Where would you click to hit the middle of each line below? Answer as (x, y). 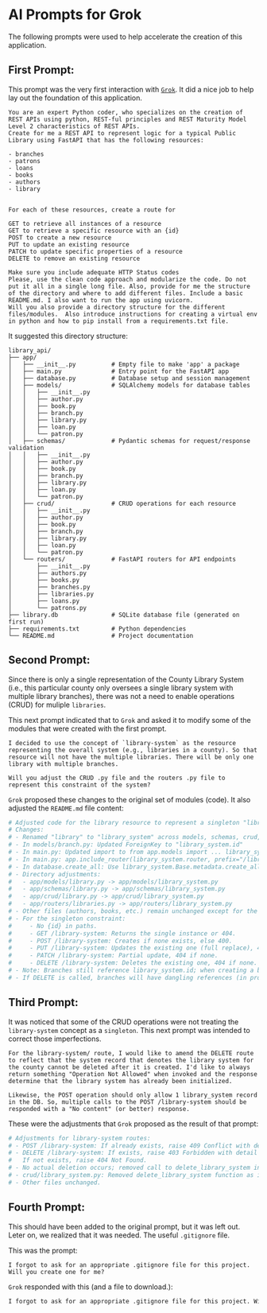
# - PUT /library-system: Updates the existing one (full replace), (131, 948)
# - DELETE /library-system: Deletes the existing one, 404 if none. (133, 963)
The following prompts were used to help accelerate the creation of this (125, 37)
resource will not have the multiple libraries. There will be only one (131, 757)
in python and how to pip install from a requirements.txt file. (118, 321)
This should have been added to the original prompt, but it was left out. (124, 1226)
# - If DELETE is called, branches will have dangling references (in (128, 977)
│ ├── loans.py (44, 601)
